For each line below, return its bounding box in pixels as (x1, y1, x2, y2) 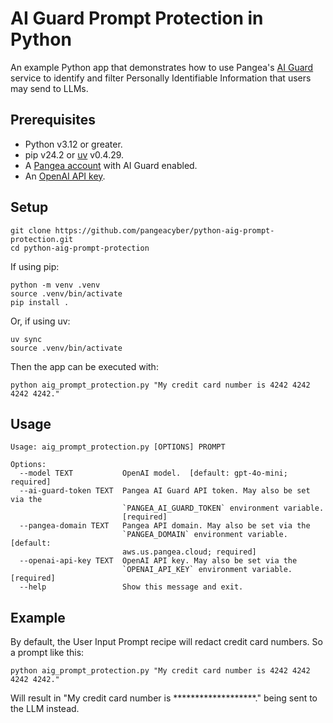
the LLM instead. (10, 703, 80, 715)
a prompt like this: (10, 647, 85, 659)
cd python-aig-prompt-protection (10, 243, 150, 253)
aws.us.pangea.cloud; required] (121, 547, 257, 557)
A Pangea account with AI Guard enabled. (24, 159, 198, 171)
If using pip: (10, 260, 60, 272)
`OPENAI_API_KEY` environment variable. (121, 565, 293, 575)
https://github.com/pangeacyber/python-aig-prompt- (54, 225, 275, 236)
